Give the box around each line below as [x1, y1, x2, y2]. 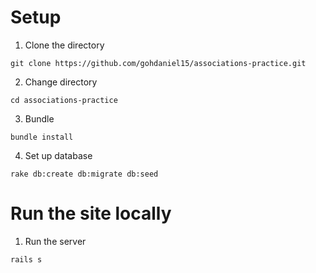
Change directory [24, 76, 98, 88]
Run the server [24, 235, 87, 247]
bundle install [10, 132, 74, 142]
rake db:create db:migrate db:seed [10, 169, 159, 179]
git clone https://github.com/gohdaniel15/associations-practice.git [10, 58, 307, 68]
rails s [10, 254, 43, 265]
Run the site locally [10, 202, 172, 225]
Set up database [24, 149, 93, 161]
